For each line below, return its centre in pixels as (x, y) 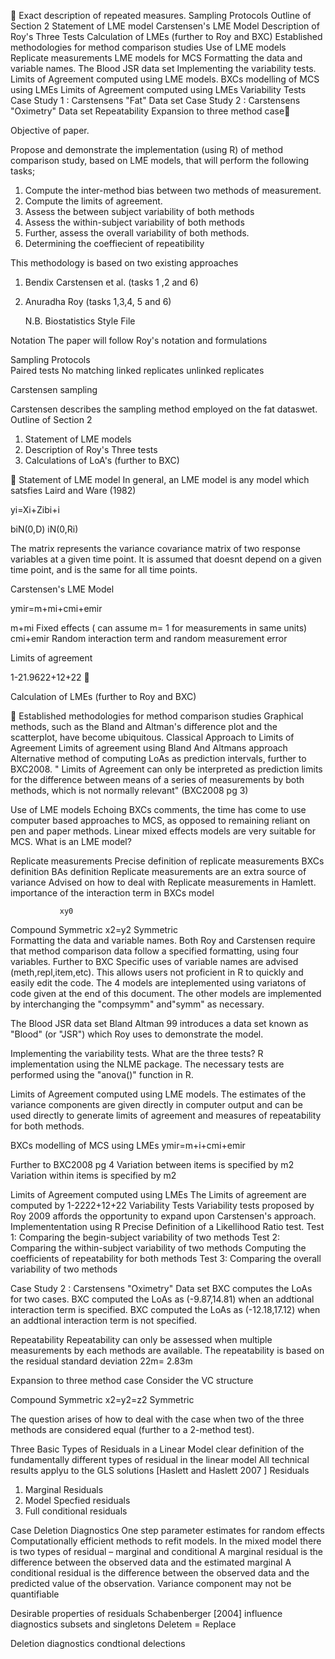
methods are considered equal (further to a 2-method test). (132, 1429)
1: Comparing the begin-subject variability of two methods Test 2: (145, 1237)
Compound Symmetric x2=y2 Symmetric (94, 929)
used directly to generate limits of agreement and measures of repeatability (166, 1115)
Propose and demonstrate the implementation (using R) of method (147, 149)
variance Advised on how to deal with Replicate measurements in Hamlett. (163, 882)
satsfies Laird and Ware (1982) (73, 490)
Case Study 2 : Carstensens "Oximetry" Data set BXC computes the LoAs (161, 1288)
